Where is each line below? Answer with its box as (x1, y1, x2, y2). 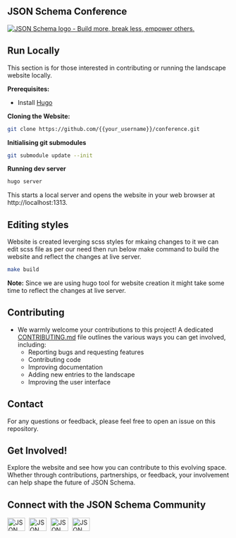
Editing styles (7, 218, 69, 231)
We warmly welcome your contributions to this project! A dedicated (17, 325, 213, 334)
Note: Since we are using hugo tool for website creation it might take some (7, 278, 225, 287)
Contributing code (27, 355, 81, 363)
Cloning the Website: (7, 112, 70, 120)
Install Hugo (17, 98, 53, 106)
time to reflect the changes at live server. (7, 286, 127, 294)
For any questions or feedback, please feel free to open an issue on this (7, 417, 216, 425)
